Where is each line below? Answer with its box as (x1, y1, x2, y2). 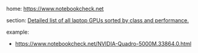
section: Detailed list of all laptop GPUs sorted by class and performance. (6, 17, 190, 23)
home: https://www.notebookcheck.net (6, 5, 104, 12)
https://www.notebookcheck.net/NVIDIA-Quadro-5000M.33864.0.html (15, 40, 192, 47)
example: (6, 28, 29, 36)
